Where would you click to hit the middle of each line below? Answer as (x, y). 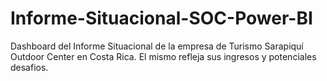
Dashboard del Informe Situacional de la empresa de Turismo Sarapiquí (157, 46)
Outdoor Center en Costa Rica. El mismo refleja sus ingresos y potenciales (163, 56)
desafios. (29, 67)
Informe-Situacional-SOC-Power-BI (161, 18)
